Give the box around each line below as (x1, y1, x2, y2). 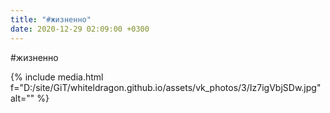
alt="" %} (10, 92, 50, 104)
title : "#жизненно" (10, 14, 92, 25)
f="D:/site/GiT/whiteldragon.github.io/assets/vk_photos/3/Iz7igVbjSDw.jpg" (10, 81, 322, 93)
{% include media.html (10, 71, 104, 83)
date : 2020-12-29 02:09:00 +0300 (10, 24, 150, 34)
